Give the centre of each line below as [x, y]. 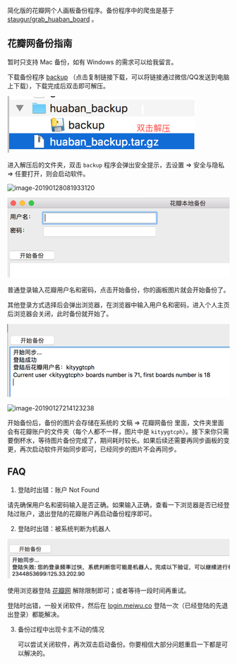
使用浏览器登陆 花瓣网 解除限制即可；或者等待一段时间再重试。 [99, 591]
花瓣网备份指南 [40, 43]
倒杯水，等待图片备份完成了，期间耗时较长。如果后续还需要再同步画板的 [118, 440]
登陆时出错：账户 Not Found [59, 490]
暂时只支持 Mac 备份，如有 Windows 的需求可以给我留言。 [92, 61]
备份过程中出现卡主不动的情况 [61, 629]
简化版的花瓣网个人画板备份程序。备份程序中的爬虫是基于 [91, 10]
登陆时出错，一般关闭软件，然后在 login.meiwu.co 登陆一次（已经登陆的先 [115, 605]
